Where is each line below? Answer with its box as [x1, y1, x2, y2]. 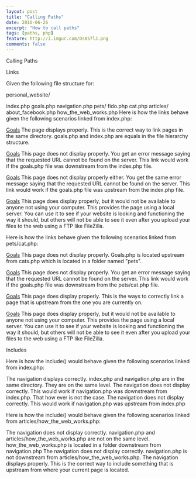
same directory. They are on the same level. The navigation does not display [6, 381, 190, 388]
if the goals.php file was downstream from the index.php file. [6, 162, 153, 170]
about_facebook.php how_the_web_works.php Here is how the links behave [6, 109, 189, 116]
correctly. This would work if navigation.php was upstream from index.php [6, 400, 185, 407]
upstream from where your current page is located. [6, 466, 130, 473]
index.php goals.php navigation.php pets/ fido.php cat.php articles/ [6, 102, 169, 109]
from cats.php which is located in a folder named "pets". [6, 257, 142, 264]
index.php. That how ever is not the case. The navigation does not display [6, 394, 184, 401]
